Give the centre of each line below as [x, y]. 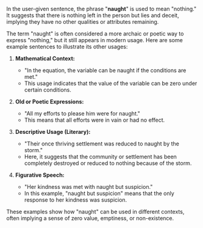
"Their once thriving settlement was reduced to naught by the [102, 144]
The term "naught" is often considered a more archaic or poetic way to [95, 34]
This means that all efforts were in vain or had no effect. [94, 120]
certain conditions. [48, 90]
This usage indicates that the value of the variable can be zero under [111, 83]
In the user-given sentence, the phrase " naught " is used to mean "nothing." [101, 9]
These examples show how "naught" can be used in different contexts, [95, 211]
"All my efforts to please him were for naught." [82, 113]
